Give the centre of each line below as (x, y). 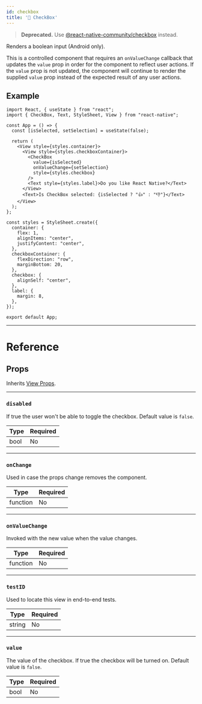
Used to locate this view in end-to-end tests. (61, 599)
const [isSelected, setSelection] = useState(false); (80, 131)
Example (23, 96)
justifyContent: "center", (51, 244)
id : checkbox (23, 12)
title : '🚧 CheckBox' (32, 17)
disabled (19, 404)
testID (16, 587)
